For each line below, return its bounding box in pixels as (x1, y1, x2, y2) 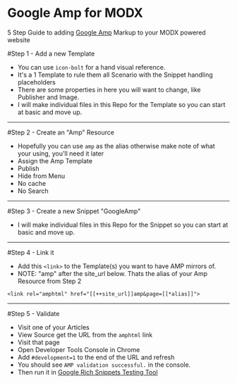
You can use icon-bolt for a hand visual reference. (17, 63, 166, 71)
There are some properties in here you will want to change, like (17, 85, 201, 94)
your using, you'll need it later (17, 149, 104, 158)
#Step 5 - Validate (7, 309, 60, 318)
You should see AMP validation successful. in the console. (17, 360, 191, 369)
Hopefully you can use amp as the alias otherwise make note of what (17, 142, 215, 150)
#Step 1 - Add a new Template (7, 49, 95, 58)
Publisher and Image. (17, 93, 80, 101)
